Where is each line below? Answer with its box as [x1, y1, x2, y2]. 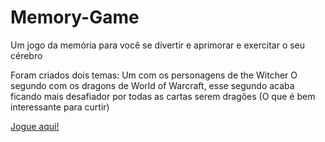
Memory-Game [10, 6, 140, 29]
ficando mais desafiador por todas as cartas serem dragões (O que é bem [10, 90, 316, 102]
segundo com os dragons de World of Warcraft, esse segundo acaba [10, 79, 295, 91]
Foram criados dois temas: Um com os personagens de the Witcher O [10, 69, 298, 81]
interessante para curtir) [10, 101, 110, 113]
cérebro [10, 49, 43, 61]
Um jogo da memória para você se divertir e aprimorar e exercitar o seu [10, 39, 306, 51]
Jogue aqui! [10, 120, 60, 132]
